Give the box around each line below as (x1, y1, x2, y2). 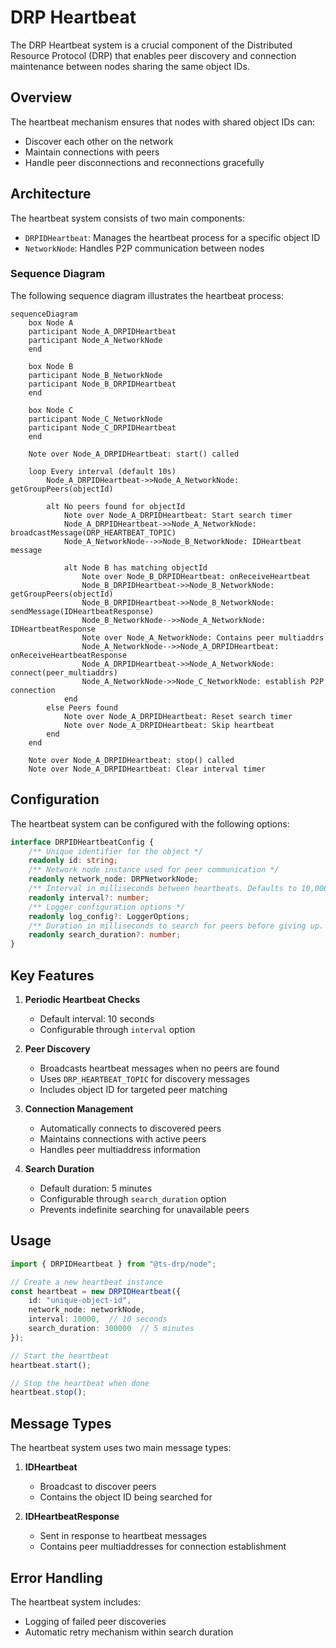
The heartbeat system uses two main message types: (10, 1442, 232, 1454)
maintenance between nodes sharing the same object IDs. (10, 60, 250, 72)
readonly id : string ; (28, 856, 118, 866)
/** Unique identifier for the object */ (28, 846, 203, 856)
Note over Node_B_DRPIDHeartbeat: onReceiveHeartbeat (81, 571, 311, 581)
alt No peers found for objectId (46, 501, 186, 511)
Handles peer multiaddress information (39, 1143, 201, 1155)
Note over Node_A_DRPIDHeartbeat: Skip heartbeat (63, 720, 275, 730)
